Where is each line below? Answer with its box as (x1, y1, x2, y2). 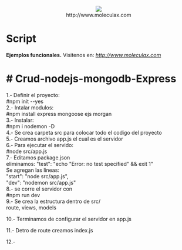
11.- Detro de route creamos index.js (6, 226, 93, 234)
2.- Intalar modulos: (6, 104, 54, 111)
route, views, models (6, 204, 57, 211)
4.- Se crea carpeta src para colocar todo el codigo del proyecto (6, 129, 163, 136)
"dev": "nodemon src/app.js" (6, 179, 76, 186)
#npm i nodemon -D (6, 122, 55, 129)
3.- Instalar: (6, 116, 34, 124)
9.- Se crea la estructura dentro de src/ (6, 198, 101, 205)
